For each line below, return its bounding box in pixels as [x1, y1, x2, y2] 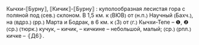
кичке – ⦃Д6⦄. [6, 32, 45, 39]
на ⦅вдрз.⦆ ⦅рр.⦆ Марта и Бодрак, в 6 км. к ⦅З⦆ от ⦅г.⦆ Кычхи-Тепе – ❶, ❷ [6, 18, 189, 26]
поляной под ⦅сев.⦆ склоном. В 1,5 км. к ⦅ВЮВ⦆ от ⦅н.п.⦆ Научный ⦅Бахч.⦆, [6, 12, 194, 19]
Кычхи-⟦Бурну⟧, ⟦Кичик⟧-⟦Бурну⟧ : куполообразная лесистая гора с [6, 5, 186, 12]
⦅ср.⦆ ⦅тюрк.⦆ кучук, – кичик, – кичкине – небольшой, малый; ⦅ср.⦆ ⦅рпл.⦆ [6, 26, 192, 32]
